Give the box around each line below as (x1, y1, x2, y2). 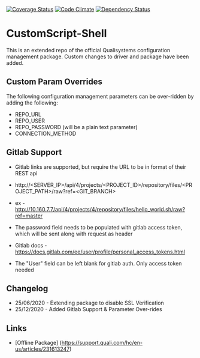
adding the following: (6, 99, 58, 106)
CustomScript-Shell (6, 27, 107, 40)
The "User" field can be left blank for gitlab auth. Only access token (14, 259, 182, 267)
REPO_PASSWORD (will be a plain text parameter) (14, 123, 138, 130)
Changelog (6, 283, 49, 294)
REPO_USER (14, 117, 45, 124)
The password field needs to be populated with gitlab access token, (14, 223, 183, 231)
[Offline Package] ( (14, 339, 62, 347)
